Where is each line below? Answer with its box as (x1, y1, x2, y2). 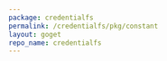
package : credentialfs (8, 13, 94, 22)
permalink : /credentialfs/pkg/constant (8, 22, 159, 30)
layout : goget (8, 30, 62, 39)
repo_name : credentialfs (8, 38, 102, 48)
